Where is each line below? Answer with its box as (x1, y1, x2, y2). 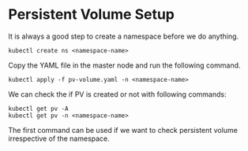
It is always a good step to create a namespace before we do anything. (8, 31, 239, 41)
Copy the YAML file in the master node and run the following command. (8, 61, 241, 70)
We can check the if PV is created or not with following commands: (8, 89, 227, 99)
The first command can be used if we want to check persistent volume (8, 125, 239, 134)
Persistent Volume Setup (8, 6, 175, 24)
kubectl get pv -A (8, 105, 69, 112)
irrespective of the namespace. (8, 134, 111, 143)
